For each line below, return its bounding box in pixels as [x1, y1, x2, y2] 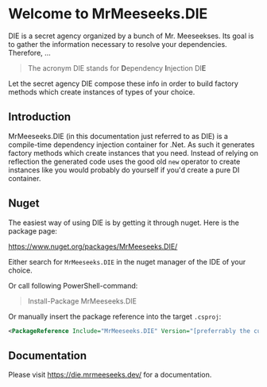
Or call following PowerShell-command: [8, 281, 138, 290]
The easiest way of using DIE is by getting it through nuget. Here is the [8, 218, 240, 227]
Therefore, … [8, 48, 52, 57]
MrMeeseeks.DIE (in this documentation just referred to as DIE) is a [8, 131, 229, 141]
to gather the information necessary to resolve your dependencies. [8, 39, 228, 48]
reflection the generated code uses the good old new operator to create [8, 157, 241, 166]
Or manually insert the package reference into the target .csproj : [8, 312, 222, 321]
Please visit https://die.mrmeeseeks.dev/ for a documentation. [8, 370, 212, 380]
